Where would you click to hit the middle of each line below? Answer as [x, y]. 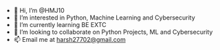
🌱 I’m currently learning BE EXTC [60, 25]
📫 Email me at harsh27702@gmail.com [69, 40]
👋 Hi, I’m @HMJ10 [39, 10]
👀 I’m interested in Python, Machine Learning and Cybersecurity [104, 18]
